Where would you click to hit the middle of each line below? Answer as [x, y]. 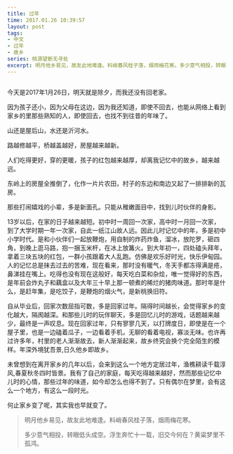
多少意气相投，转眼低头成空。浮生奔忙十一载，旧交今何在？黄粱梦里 [121, 435]
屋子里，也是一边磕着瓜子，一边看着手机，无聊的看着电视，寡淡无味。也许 [113, 332]
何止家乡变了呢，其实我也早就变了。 [59, 405]
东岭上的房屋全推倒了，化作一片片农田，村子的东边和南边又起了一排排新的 [113, 183]
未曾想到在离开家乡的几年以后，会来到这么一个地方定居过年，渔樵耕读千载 [113, 364]
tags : [15, 33]
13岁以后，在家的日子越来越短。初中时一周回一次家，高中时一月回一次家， [114, 221]
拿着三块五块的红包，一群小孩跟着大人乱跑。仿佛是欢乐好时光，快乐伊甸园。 [116, 256]
